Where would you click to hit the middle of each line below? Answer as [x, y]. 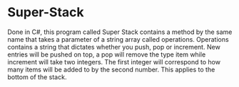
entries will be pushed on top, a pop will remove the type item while [107, 54]
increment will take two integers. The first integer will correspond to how [114, 62]
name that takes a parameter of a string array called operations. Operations [118, 39]
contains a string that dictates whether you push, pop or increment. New [114, 47]
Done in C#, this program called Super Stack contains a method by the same [120, 32]
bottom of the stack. [37, 77]
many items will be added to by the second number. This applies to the [111, 69]
